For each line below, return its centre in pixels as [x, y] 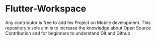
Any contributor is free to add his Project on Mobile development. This [78, 22]
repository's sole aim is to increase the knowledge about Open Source [78, 27]
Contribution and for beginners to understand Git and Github [68, 33]
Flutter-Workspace [46, 9]
